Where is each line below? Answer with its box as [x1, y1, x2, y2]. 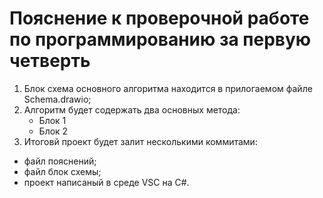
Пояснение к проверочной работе [9, 7, 310, 30]
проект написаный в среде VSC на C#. [23, 176, 190, 188]
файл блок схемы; [23, 165, 102, 177]
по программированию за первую [9, 28, 312, 51]
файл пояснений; [23, 155, 97, 167]
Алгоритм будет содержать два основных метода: [23, 103, 241, 116]
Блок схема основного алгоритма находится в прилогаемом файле [23, 82, 313, 94]
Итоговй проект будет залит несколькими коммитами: [23, 135, 258, 147]
